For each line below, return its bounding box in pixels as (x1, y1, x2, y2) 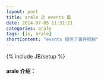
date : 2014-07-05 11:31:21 (6, 20, 73, 26)
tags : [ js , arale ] (6, 31, 52, 37)
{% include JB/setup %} (6, 53, 65, 60)
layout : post (6, 8, 39, 15)
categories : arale (6, 25, 52, 32)
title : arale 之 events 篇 (6, 14, 71, 20)
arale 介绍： (6, 67, 36, 75)
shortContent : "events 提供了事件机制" (6, 36, 99, 42)
